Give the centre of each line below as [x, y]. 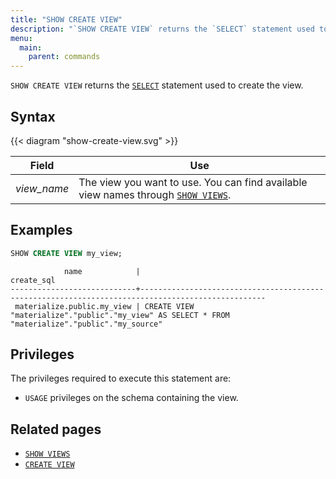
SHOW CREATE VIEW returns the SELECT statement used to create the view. [157, 85]
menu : [21, 38]
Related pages [56, 429]
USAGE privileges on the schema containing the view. [131, 398]
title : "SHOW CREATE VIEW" [66, 19]
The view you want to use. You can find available [193, 182]
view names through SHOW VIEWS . [155, 194]
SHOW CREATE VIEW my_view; [66, 253]
